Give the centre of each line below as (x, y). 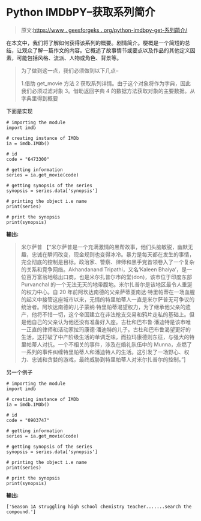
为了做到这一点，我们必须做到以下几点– (70, 70)
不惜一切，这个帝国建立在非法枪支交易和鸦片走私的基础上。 (115, 314)
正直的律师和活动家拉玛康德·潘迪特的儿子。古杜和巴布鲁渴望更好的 (108, 329)
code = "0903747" (28, 420)
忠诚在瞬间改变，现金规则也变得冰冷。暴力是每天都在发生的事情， (113, 254)
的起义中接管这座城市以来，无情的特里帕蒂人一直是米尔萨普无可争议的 (108, 299)
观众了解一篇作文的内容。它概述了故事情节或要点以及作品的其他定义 (106, 50)
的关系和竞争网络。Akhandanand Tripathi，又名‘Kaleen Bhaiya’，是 (104, 269)
